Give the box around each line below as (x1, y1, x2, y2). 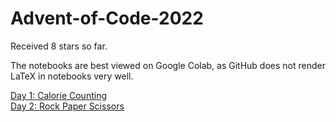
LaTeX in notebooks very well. (10, 70, 134, 82)
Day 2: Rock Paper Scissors (10, 100, 125, 112)
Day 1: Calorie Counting (10, 89, 107, 101)
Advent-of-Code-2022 (10, 7, 204, 30)
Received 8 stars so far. (10, 40, 108, 52)
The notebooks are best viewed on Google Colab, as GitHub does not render (10, 59, 326, 71)
